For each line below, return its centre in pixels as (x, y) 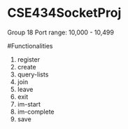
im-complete (36, 111)
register (29, 59)
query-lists (33, 74)
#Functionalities (30, 46)
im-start (29, 104)
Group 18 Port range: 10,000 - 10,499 (61, 32)
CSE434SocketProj (64, 13)
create (27, 67)
